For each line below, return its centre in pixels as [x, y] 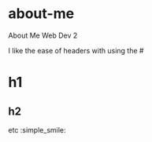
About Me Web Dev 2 [43, 35]
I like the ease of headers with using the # [76, 50]
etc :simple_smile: [37, 129]
